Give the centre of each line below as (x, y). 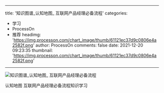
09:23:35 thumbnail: (32, 50)
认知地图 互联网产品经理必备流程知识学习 (46, 85)
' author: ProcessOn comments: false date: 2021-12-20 (88, 45)
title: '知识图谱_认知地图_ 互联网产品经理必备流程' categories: (66, 13)
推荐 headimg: (27, 35)
